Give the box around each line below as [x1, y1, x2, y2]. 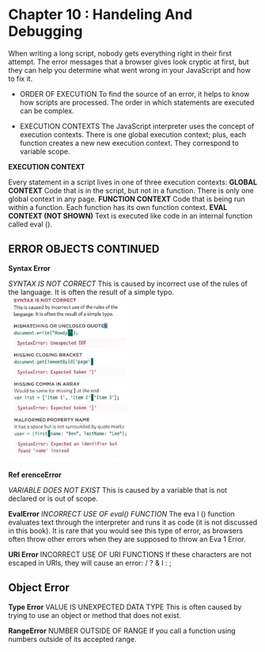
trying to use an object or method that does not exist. [8, 610, 182, 620]
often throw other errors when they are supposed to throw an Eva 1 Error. [8, 534, 247, 543]
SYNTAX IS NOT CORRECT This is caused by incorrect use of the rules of [8, 279, 248, 288]
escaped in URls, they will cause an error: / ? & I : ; [8, 558, 172, 567]
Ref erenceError [8, 470, 62, 479]
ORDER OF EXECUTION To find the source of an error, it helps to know [19, 89, 250, 98]
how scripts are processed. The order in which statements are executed [19, 97, 255, 107]
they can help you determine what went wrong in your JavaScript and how [8, 65, 251, 74]
